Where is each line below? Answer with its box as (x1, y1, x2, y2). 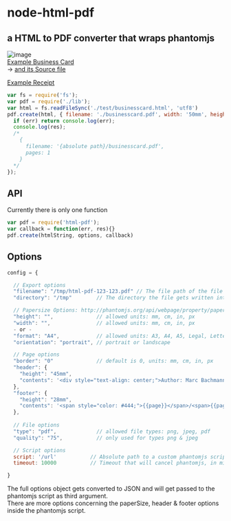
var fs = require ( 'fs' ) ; (7, 92, 78, 98)
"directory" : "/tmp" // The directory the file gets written (13, 295, 214, 301)
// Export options (13, 281, 67, 288)
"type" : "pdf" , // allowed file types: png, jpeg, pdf (13, 428, 211, 435)
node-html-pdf (7, 5, 95, 21)
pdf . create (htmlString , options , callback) (7, 232, 134, 239)
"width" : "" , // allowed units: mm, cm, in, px (13, 319, 195, 326)
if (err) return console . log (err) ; (13, 117, 115, 125)
